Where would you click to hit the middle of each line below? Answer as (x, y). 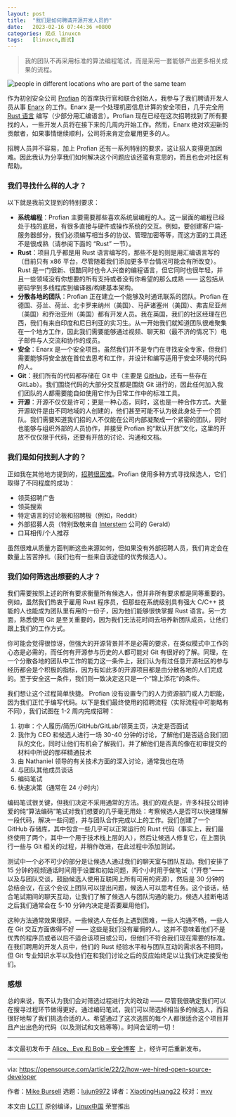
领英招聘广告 (36, 497)
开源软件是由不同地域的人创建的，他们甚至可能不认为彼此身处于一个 (116, 411)
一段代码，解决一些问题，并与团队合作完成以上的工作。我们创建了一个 (109, 820)
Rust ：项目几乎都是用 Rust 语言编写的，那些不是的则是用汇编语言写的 (118, 253)
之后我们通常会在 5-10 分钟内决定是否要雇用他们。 (80, 905)
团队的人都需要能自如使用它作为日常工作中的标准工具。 (104, 393)
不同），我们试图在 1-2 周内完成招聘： (61, 711)
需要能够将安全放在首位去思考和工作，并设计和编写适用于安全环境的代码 (122, 358)
